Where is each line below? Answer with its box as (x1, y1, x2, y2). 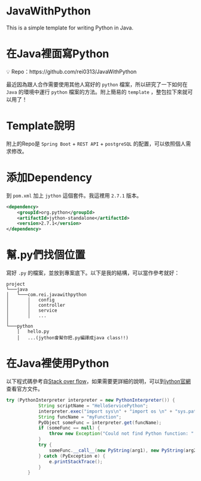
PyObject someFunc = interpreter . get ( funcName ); (38, 419, 162, 426)
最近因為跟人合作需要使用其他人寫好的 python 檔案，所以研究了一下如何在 (6, 80, 188, 88)
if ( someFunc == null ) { (38, 425, 100, 431)
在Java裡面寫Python (6, 47, 109, 61)
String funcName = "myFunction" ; (38, 414, 121, 420)
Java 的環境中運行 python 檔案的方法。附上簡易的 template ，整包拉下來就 (6, 88, 188, 95)
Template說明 (6, 119, 75, 133)
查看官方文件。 (6, 386, 43, 392)
